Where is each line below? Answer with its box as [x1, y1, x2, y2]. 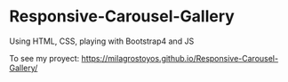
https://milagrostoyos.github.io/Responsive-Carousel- [81, 53, 278, 63]
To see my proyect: [9, 53, 80, 63]
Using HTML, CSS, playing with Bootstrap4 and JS [9, 36, 195, 46]
